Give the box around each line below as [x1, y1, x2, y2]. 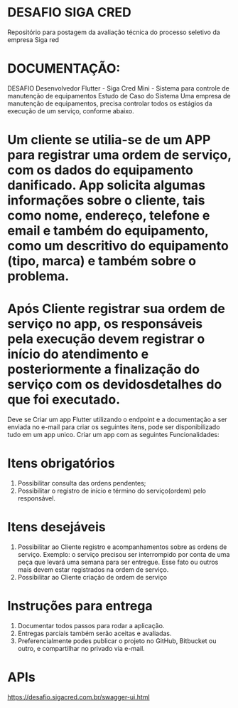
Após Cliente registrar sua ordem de [7, 301, 225, 317]
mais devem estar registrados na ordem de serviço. [17, 565, 169, 574]
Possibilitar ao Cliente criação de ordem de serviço [17, 573, 168, 581]
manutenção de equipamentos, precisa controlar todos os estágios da [7, 99, 212, 108]
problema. [7, 268, 70, 284]
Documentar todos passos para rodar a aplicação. [17, 621, 165, 630]
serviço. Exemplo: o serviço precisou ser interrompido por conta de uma [17, 550, 230, 558]
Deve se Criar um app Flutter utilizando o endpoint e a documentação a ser [7, 415, 227, 424]
